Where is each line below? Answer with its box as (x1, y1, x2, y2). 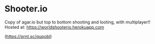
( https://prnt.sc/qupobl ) (4, 33, 52, 39)
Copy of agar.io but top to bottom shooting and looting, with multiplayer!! (4, 19, 151, 25)
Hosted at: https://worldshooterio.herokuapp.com (4, 24, 104, 30)
